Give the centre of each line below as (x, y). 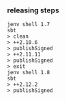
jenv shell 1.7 (29, 25)
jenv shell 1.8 (29, 73)
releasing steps (33, 10)
